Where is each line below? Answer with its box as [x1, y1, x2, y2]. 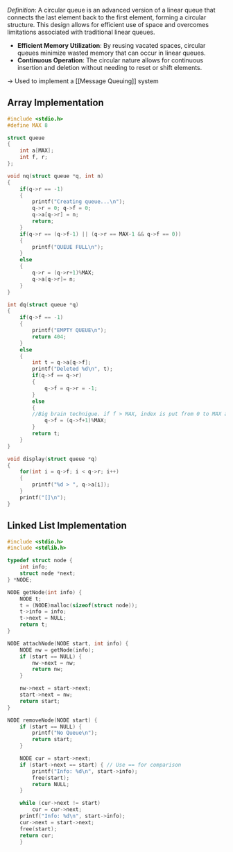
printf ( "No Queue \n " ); [32, 729, 98, 737]
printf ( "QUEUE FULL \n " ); [32, 243, 104, 250]
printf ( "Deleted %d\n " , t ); [32, 365, 113, 373]
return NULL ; [32, 781, 70, 788]
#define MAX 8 [7, 121, 49, 129]
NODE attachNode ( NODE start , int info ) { [7, 640, 129, 647]
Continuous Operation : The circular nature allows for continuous [17, 56, 203, 64]
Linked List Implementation [7, 520, 127, 532]
